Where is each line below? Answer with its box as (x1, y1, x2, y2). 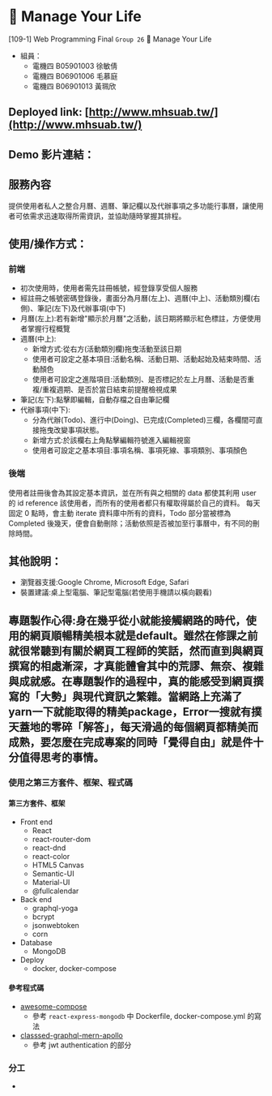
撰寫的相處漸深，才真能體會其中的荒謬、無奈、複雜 (8, 659, 264, 673)
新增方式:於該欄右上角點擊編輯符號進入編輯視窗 (32, 436, 191, 445)
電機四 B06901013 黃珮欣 (32, 81, 117, 91)
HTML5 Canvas (32, 860, 85, 870)
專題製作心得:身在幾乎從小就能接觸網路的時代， (8, 613, 247, 627)
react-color (32, 851, 70, 861)
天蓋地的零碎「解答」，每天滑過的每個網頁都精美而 (8, 720, 259, 733)
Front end (19, 817, 53, 827)
